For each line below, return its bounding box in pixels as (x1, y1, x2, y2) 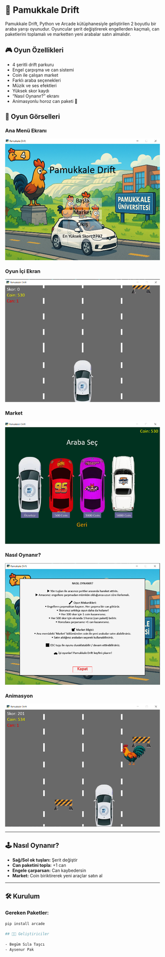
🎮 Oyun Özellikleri (5, 46, 64, 55)
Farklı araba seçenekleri (12, 77, 61, 83)
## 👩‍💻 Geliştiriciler (5, 931, 50, 937)
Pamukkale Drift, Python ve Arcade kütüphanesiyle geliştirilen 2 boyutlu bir (5, 21, 157, 27)
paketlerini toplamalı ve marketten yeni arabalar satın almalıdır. (5, 31, 131, 37)
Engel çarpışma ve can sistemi (12, 66, 74, 73)
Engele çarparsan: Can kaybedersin (12, 867, 86, 873)
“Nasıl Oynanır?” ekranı (12, 93, 60, 99)
